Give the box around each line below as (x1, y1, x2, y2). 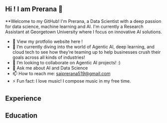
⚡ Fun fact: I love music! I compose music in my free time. (12, 78, 131, 84)
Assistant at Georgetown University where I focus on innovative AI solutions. (5, 28, 162, 35)
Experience (5, 94, 41, 103)
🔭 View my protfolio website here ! (12, 38, 83, 44)
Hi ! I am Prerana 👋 (5, 5, 63, 13)
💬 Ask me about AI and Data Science (12, 65, 88, 71)
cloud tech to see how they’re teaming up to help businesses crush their (12, 49, 161, 55)
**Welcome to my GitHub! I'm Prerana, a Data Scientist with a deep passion (5, 18, 162, 24)
